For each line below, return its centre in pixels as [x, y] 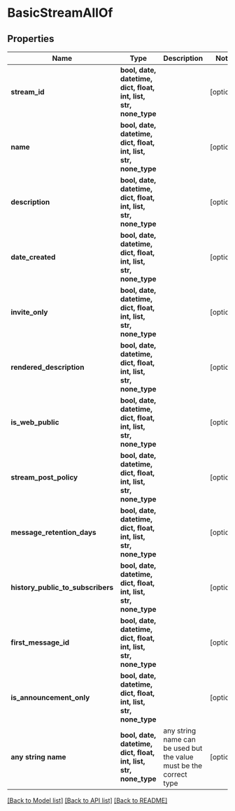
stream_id [28, 92]
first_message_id [40, 643]
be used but [183, 748]
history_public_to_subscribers [62, 587]
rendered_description [48, 367]
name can [179, 739]
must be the [183, 766]
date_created [33, 257]
